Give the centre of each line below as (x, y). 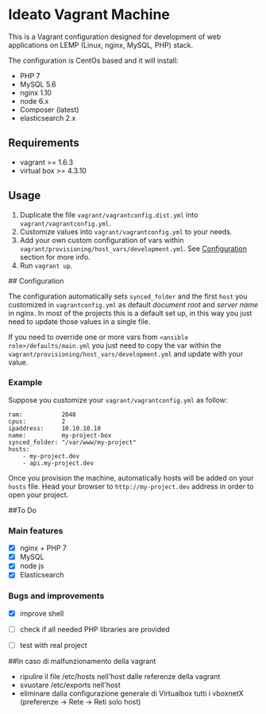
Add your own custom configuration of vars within (102, 240)
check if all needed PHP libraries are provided (95, 629)
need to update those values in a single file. (79, 321)
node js (32, 566)
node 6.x (34, 101)
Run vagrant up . (46, 265)
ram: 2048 (42, 415)
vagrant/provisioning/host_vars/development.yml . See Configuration (133, 249)
